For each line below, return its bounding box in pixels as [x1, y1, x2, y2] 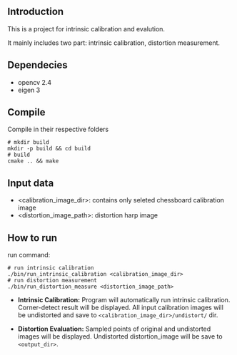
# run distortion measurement [7, 277, 98, 284]
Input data [7, 177, 54, 189]
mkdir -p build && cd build [7, 145, 91, 153]
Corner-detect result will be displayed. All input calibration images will [17, 303, 223, 312]
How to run [7, 232, 58, 244]
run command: [7, 251, 51, 259]
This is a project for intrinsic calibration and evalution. [7, 24, 166, 33]
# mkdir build [7, 139, 50, 146]
